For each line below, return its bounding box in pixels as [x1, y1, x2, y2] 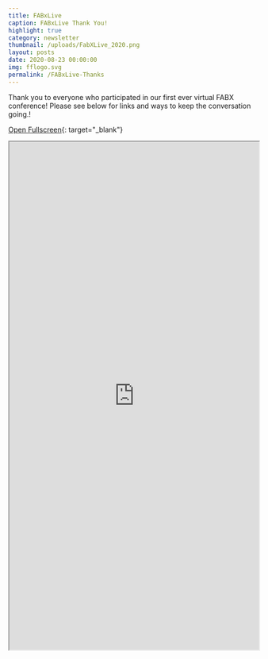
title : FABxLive [8, 11, 62, 20]
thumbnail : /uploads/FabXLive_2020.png [8, 41, 140, 49]
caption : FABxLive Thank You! [8, 19, 109, 27]
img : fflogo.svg [8, 64, 62, 71]
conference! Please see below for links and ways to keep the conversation [8, 101, 251, 110]
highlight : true [8, 26, 62, 34]
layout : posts [8, 48, 56, 56]
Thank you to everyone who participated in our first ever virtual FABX [8, 92, 234, 102]
